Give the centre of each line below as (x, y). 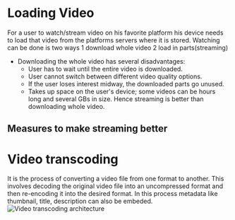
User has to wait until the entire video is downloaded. (106, 69)
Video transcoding (63, 159)
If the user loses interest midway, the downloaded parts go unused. (126, 83)
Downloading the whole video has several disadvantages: (101, 61)
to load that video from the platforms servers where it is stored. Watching (114, 40)
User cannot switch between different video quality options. (115, 76)
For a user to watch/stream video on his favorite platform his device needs (115, 33)
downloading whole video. (66, 106)
